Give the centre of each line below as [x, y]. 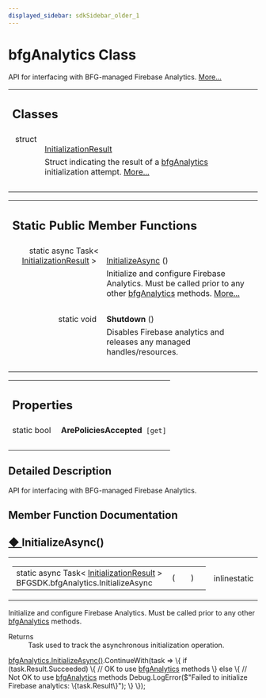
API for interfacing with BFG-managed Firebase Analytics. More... [115, 77]
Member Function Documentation [93, 515]
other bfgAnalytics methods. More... [173, 293]
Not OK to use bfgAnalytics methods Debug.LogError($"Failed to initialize [128, 677]
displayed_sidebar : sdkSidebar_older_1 [74, 15]
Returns [21, 637]
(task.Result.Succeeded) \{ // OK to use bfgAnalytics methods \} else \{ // [128, 669]
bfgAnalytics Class [72, 54]
